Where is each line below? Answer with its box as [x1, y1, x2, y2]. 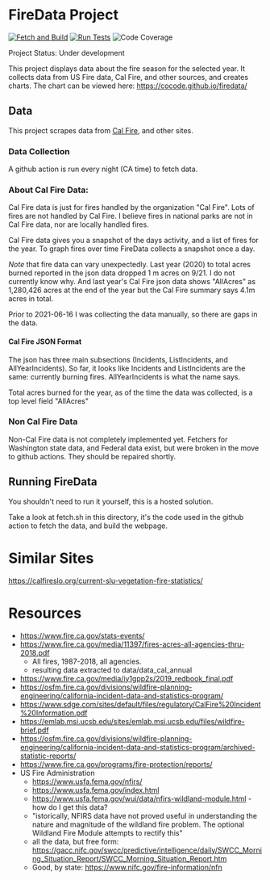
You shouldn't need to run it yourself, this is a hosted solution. [8, 497, 214, 506]
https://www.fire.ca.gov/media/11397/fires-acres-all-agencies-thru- [19, 639, 245, 649]
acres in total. [8, 294, 54, 304]
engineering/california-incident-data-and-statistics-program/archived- [19, 742, 255, 752]
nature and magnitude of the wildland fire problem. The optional [31, 819, 244, 829]
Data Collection [8, 145, 70, 157]
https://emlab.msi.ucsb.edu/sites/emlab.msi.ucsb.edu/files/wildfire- [19, 716, 246, 726]
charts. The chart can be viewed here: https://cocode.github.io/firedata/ [8, 81, 247, 90]
